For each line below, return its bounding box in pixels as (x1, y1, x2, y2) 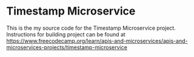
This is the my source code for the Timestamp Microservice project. (6, 24, 176, 32)
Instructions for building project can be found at (6, 30, 125, 38)
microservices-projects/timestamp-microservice (6, 44, 127, 51)
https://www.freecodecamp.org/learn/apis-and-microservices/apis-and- (6, 37, 188, 44)
